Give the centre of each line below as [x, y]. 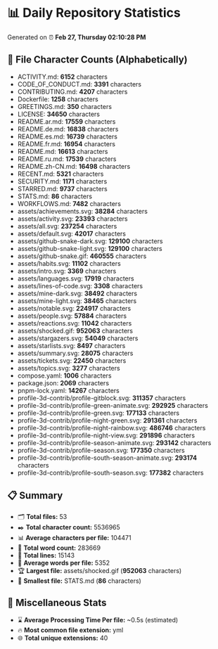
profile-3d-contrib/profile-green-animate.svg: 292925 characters [113, 405]
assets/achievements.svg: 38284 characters [82, 211]
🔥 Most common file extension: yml [70, 630]
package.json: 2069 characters [63, 383]
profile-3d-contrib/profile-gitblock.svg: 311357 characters [102, 398]
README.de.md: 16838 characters [68, 129]
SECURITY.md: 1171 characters [62, 181]
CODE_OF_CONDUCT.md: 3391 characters [79, 84]
